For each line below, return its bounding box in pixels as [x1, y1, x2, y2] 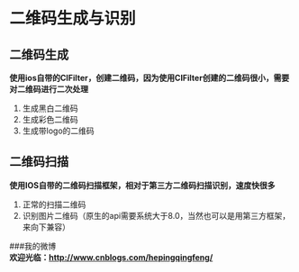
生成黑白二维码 [22, 103, 78, 113]
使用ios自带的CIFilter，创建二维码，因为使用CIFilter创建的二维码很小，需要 [9, 73, 290, 83]
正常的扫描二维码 [22, 199, 86, 210]
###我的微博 [9, 240, 57, 251]
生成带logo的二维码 [22, 125, 95, 136]
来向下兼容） [22, 222, 70, 232]
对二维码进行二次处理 [9, 84, 88, 95]
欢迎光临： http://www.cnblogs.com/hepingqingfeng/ [9, 251, 213, 262]
